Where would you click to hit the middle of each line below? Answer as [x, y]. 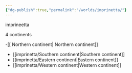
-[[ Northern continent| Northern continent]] [52, 44]
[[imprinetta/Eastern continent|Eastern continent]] [65, 60]
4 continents [19, 34]
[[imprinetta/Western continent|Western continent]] [67, 65]
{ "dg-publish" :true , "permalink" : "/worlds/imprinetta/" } [66, 10]
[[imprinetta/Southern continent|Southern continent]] [69, 54]
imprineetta [17, 25]
